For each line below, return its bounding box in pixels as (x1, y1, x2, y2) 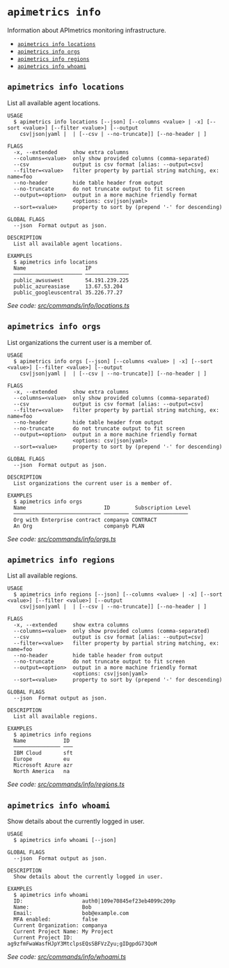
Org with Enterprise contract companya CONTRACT (13, 516, 157, 523)
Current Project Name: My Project (13, 928, 113, 935)
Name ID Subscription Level (13, 504, 191, 511)
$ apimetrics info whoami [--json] (13, 837, 117, 844)
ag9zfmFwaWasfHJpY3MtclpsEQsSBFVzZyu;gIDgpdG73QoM (7, 940, 157, 948)
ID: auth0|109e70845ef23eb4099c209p (13, 898, 176, 905)
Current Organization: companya (13, 922, 108, 929)
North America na (13, 768, 70, 775)
